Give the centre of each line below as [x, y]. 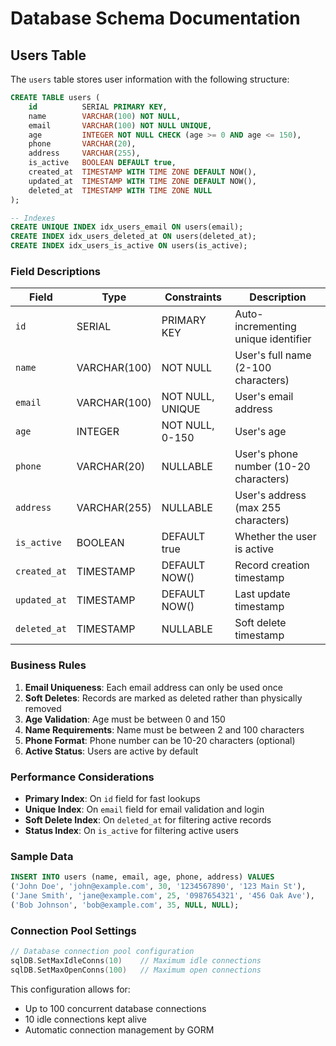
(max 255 [258, 508]
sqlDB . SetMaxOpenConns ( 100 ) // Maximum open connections [136, 970]
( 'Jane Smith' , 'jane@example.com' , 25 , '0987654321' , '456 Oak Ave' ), [162, 895]
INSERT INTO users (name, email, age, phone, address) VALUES [142, 877]
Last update [262, 594]
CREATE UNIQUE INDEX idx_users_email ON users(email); [127, 227]
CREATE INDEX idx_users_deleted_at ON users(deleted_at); [133, 237]
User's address [270, 495]
